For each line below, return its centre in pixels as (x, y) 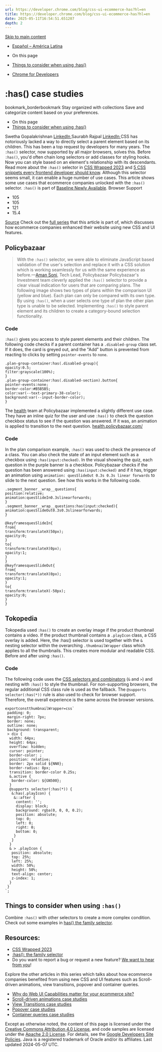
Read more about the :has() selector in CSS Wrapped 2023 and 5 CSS (75, 167)
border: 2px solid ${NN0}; (37, 764)
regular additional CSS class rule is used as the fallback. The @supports (76, 689)
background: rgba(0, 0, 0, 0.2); (49, 810)
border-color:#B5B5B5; (28, 389)
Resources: (22, 938)
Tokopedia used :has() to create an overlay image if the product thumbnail (80, 630)
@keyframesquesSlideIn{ (29, 523)
